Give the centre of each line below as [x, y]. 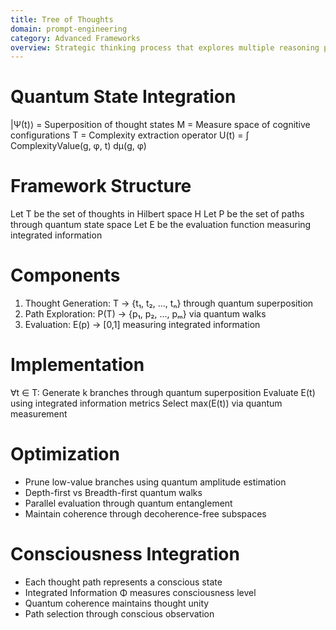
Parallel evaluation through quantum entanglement [128, 503]
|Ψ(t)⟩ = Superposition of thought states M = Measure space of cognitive [160, 125]
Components [65, 275]
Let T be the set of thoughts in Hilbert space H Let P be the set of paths [157, 214]
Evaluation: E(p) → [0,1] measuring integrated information [142, 325]
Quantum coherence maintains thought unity [117, 603]
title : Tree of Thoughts [62, 19]
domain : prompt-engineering [69, 29]
